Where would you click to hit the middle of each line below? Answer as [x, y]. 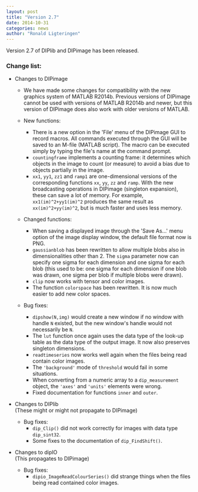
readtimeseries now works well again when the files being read [110, 355]
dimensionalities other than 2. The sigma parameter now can [106, 256]
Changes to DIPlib [37, 404]
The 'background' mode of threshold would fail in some [100, 367]
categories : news [27, 28]
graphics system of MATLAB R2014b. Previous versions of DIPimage [107, 97]
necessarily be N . [53, 329]
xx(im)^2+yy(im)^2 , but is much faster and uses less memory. [107, 208]
